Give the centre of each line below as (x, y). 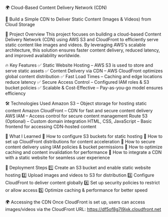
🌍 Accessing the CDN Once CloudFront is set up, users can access (75, 202)
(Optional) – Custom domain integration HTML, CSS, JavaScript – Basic (78, 121)
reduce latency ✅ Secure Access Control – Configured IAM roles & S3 (77, 82)
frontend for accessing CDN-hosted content (51, 127)
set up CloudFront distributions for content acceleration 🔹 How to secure (80, 142)
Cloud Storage (20, 24)
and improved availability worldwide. (43, 55)
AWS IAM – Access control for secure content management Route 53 (76, 116)
